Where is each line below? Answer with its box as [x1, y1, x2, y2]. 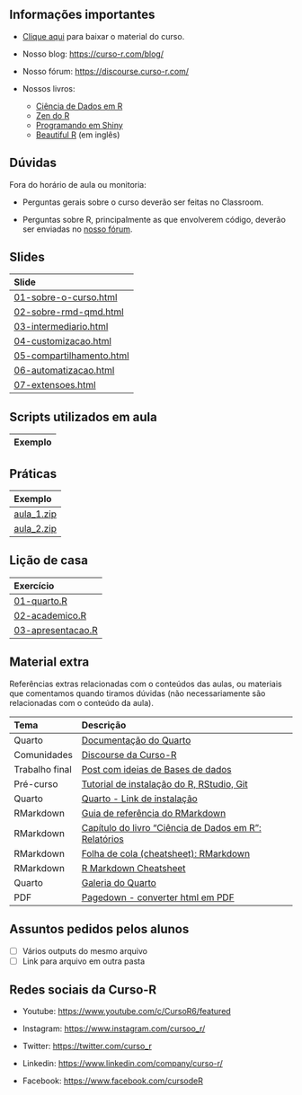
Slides [9, 250, 45, 265]
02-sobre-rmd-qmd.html [13, 305, 124, 318]
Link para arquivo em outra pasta [22, 956, 146, 967]
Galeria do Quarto [81, 876, 157, 888]
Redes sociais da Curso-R [9, 983, 157, 998]
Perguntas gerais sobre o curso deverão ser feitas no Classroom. [22, 197, 264, 208]
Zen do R [35, 110, 70, 120]
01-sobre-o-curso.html [13, 291, 118, 304]
